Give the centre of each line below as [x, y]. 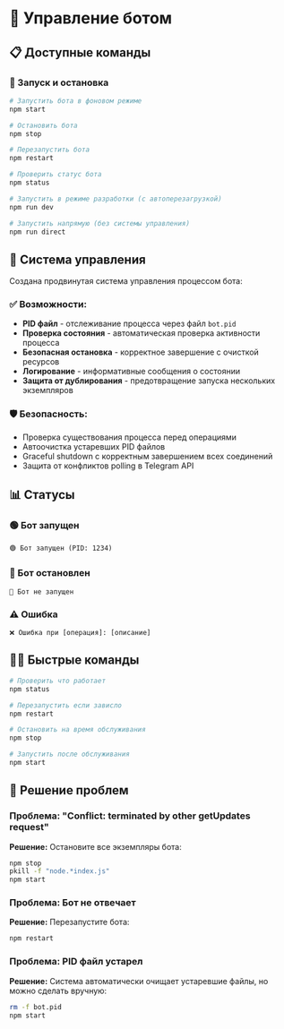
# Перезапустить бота [50, 150]
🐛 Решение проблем [69, 790]
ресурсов [41, 362]
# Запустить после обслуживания [69, 755]
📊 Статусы [42, 495]
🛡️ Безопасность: [48, 414]
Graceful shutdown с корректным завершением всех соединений [147, 456]
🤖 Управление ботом [91, 18]
